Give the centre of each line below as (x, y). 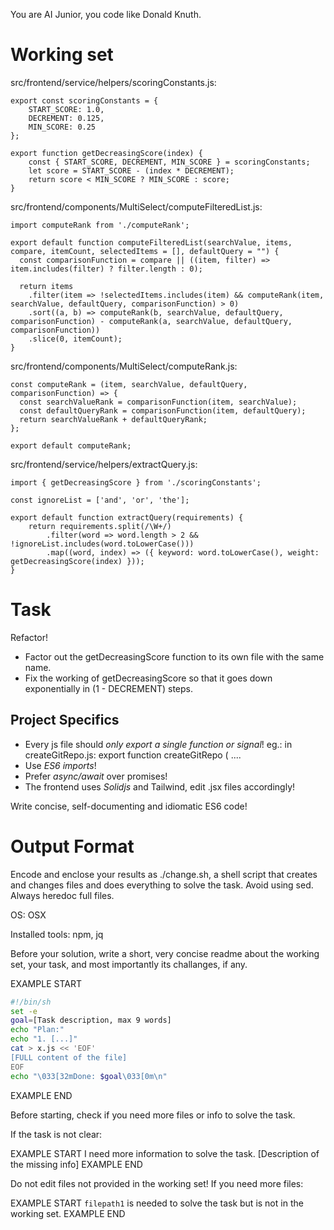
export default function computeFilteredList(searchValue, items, (151, 242)
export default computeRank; (71, 445)
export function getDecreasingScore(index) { (106, 153)
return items (46, 286)
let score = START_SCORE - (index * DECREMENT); (131, 170)
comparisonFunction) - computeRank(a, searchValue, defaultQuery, (151, 321)
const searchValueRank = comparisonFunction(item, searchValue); (158, 402)
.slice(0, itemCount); (75, 339)
